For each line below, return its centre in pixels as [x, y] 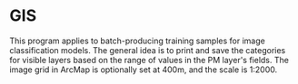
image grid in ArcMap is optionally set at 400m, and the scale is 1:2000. [144, 70]
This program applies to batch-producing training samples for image [137, 41]
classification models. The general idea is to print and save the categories [148, 50]
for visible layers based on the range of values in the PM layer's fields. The [149, 60]
